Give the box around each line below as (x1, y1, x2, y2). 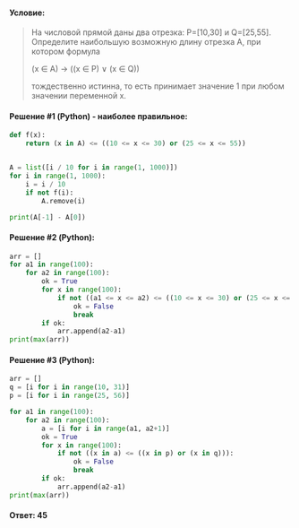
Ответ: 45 (9, 510, 47, 521)
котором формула (30, 46, 101, 57)
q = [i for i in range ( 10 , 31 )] (9, 383, 130, 392)
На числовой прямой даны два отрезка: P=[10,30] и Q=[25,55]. (30, 27, 271, 38)
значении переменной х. (30, 91, 127, 101)
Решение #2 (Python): (9, 232, 96, 242)
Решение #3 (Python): (9, 354, 96, 365)
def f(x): (9, 131, 47, 140)
